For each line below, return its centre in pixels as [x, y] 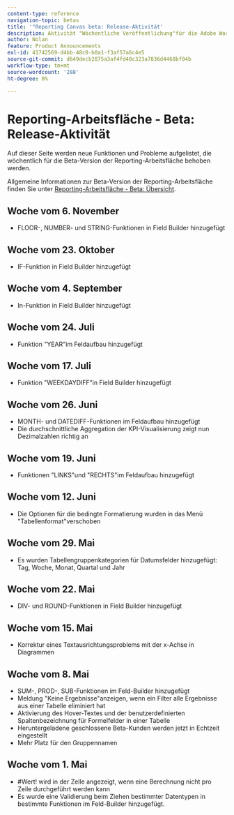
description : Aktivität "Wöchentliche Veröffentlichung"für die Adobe [112, 33]
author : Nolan [28, 40]
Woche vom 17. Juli [49, 366]
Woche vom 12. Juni [52, 497]
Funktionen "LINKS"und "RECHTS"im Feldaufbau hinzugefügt [106, 475]
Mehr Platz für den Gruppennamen [67, 743]
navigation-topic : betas [43, 20]
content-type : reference [43, 14]
